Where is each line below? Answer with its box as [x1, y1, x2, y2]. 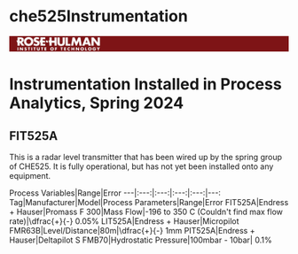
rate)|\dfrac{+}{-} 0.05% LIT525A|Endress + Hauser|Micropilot [9, 215, 239, 227]
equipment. [9, 170, 51, 181]
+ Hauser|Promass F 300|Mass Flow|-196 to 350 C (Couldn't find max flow [9, 206, 284, 217]
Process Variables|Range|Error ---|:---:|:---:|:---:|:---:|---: [9, 188, 222, 198]
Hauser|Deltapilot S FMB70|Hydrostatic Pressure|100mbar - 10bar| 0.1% [9, 235, 272, 245]
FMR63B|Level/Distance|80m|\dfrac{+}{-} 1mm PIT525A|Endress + [9, 225, 255, 235]
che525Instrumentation [9, 6, 188, 27]
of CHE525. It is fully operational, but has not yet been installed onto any [9, 161, 274, 172]
